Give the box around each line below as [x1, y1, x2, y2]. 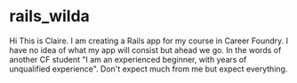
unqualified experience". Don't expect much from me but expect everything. [9, 64, 288, 74]
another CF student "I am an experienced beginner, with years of [9, 54, 247, 64]
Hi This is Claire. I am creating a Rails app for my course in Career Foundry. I [9, 35, 289, 46]
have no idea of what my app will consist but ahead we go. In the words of [9, 44, 282, 55]
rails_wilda [9, 6, 91, 26]
